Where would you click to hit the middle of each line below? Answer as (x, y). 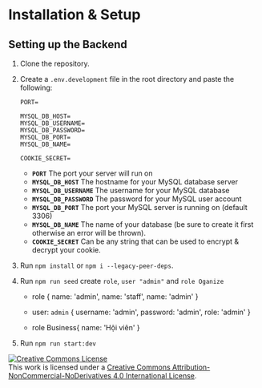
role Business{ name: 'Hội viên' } (86, 327)
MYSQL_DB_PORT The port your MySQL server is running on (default (140, 207)
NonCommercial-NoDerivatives (60, 376)
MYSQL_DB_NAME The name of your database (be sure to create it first (143, 224)
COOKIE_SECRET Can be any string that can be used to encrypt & (135, 241)
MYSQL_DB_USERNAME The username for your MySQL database (131, 190)
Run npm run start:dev (58, 343)
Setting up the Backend (68, 44)
